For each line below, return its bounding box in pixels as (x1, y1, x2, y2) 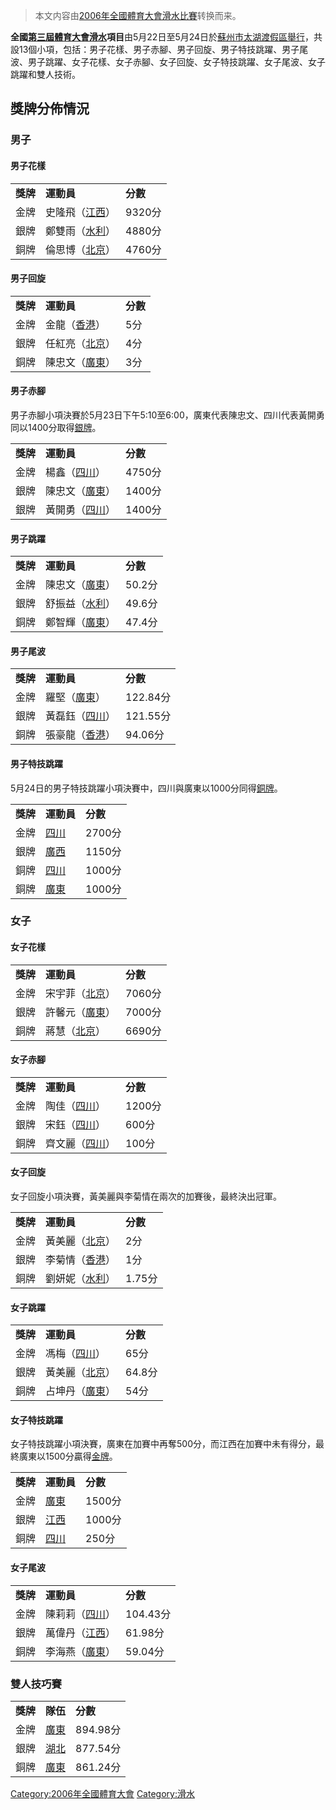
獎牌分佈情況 (10, 100, 90, 118)
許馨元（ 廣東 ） (45, 1005, 117, 1019)
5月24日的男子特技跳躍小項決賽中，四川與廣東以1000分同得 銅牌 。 (10, 782, 283, 794)
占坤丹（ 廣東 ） (45, 1384, 117, 1398)
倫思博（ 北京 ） (45, 242, 117, 256)
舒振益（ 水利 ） (45, 597, 117, 611)
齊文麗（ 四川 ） (45, 1136, 117, 1150)
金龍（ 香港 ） (45, 317, 107, 331)
